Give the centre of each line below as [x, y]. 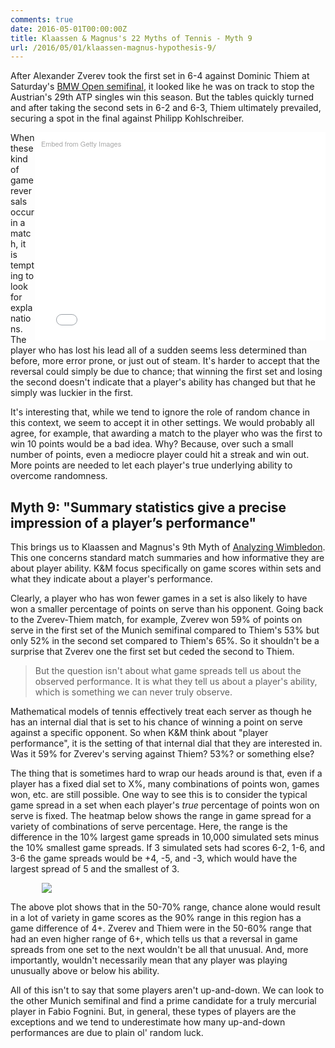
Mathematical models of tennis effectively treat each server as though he [161, 712]
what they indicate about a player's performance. [111, 579]
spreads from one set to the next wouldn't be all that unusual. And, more [159, 950]
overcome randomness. [59, 476]
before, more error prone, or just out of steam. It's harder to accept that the [165, 361]
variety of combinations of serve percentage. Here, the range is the [149, 827]
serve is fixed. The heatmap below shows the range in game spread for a [161, 816]
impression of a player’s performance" [133, 522]
